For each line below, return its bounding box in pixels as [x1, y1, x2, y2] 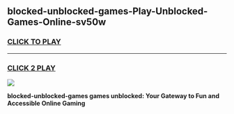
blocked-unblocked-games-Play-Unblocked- [7, 6, 208, 17]
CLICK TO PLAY [7, 37, 61, 47]
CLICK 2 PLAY [7, 63, 56, 73]
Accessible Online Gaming [7, 99, 86, 107]
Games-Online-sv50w [7, 17, 107, 28]
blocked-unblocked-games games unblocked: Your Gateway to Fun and [7, 91, 220, 99]
